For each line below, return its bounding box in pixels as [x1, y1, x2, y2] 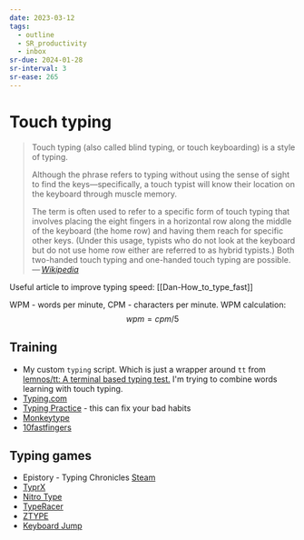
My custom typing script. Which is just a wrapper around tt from [22, 364, 266, 375]
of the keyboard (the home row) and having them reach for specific [31, 225, 284, 236]
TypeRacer [22, 501, 64, 512]
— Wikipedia [31, 264, 79, 275]
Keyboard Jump [22, 520, 83, 532]
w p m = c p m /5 [125, 313, 180, 324]
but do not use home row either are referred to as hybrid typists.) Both [31, 245, 295, 255]
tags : [9, 22, 30, 31]
